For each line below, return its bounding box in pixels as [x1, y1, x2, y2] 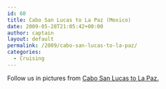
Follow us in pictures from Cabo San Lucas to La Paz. [7, 74, 159, 82]
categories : [7, 49, 41, 56]
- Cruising [13, 55, 45, 62]
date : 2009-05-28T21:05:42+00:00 [7, 23, 104, 30]
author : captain [7, 29, 54, 37]
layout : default [7, 36, 54, 43]
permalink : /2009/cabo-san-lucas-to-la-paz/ [7, 42, 138, 49]
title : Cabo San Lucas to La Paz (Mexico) [7, 17, 131, 23]
